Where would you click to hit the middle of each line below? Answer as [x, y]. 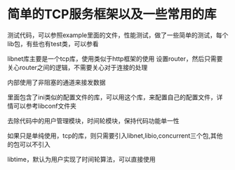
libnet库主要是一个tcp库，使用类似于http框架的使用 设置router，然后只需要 [115, 58]
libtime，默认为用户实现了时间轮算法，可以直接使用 [81, 159]
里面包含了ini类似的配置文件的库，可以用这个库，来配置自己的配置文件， [112, 97]
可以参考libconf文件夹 [45, 106]
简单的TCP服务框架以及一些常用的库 [112, 14]
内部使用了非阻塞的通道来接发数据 [56, 82]
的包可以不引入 [29, 144]
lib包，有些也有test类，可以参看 [53, 43]
